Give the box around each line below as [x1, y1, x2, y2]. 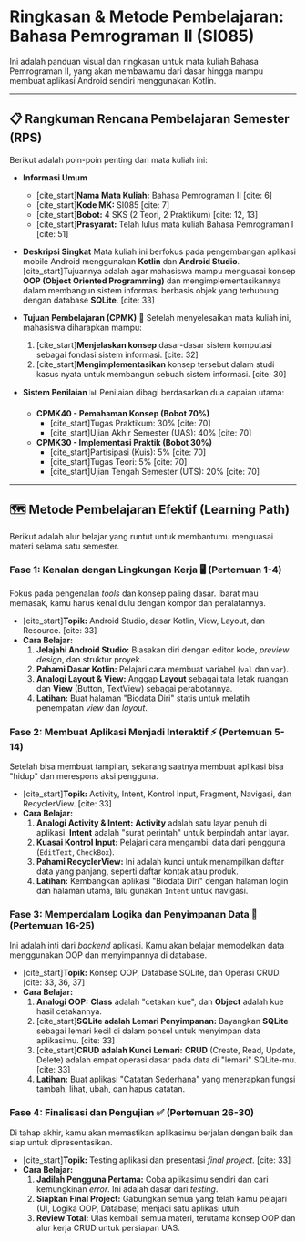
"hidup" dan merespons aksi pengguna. [9, 771, 158, 782]
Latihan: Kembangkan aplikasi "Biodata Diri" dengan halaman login [36, 876, 289, 887]
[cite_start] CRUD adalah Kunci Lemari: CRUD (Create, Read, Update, [36, 1045, 296, 1056]
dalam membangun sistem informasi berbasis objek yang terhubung [22, 284, 280, 295]
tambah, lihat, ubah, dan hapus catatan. [36, 1083, 186, 1094]
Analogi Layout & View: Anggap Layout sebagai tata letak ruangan [36, 672, 289, 684]
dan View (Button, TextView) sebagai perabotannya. [36, 683, 233, 693]
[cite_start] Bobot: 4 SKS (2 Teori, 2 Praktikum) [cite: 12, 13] [36, 209, 259, 220]
